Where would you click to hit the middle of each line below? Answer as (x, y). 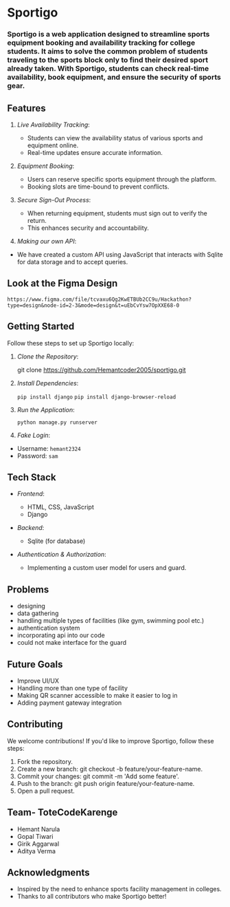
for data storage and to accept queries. (72, 262)
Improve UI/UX (38, 681)
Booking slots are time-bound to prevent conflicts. (98, 186)
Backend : (31, 528)
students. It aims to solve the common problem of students (107, 52)
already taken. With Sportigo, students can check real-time (108, 69)
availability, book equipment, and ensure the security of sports (114, 77)
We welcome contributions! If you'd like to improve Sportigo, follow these (111, 740)
